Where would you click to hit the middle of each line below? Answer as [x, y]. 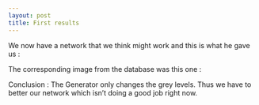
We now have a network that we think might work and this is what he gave [129, 45]
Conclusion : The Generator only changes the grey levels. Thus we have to [130, 84]
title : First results [44, 23]
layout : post [30, 15]
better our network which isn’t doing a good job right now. [103, 92]
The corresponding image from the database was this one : [105, 69]
